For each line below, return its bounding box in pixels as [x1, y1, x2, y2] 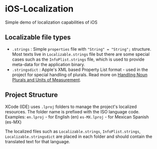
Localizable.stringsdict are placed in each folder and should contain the [5, 134, 153, 139]
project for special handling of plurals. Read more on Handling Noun [12, 71, 148, 78]
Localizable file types [5, 33, 71, 41]
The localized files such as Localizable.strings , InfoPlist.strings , [5, 128, 141, 134]
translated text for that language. [5, 138, 71, 144]
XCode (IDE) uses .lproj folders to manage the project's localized [5, 104, 137, 109]
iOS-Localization [5, 3, 74, 14]
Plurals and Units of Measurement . [12, 77, 81, 82]
